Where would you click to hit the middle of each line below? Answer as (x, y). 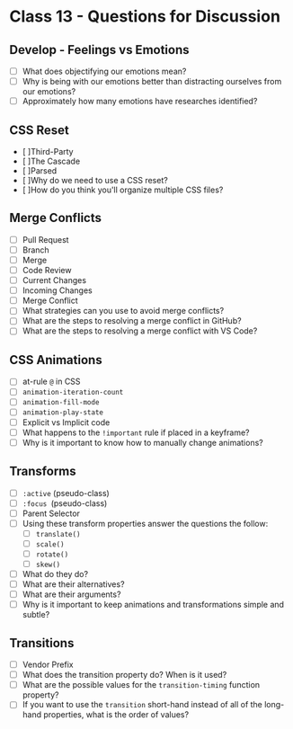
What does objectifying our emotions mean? (104, 71)
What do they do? (55, 574)
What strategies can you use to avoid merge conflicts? (123, 311)
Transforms (43, 471)
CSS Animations (56, 360)
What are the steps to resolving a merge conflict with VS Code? (140, 331)
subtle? (36, 615)
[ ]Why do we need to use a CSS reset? (95, 180)
